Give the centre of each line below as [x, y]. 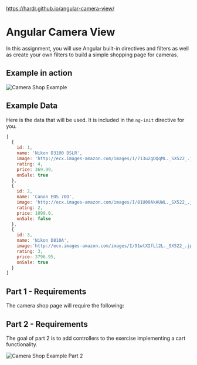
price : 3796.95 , [37, 257]
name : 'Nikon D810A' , [43, 241]
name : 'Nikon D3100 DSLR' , [50, 153]
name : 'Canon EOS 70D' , [46, 197]
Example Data [32, 106]
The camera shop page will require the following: [65, 306]
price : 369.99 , [35, 170]
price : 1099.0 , [35, 213]
